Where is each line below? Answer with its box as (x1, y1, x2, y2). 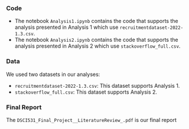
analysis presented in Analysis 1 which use (14, 24, 119, 31)
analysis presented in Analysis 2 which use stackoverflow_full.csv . (14, 42, 181, 49)
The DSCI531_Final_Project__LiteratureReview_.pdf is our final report (6, 116, 177, 123)
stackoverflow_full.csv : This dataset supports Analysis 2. (14, 88, 158, 95)
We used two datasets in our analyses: (6, 71, 100, 78)
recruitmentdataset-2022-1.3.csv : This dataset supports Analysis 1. (14, 82, 180, 89)
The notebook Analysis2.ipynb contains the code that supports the (14, 37, 178, 44)
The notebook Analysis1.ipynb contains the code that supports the (14, 18, 178, 25)
